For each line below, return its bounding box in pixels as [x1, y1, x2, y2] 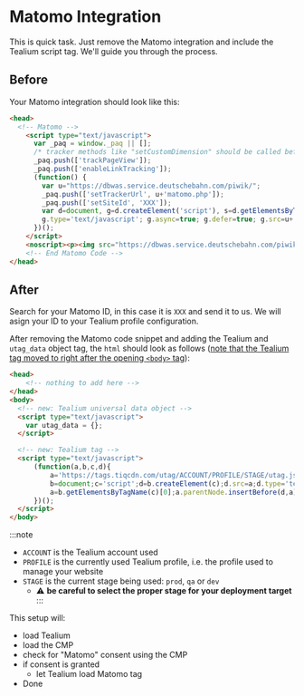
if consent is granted [22, 659, 100, 670]
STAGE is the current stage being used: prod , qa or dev [22, 575, 220, 586]
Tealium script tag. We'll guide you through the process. [9, 45, 219, 56]
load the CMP [22, 640, 74, 651]
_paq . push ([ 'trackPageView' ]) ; [33, 156, 152, 165]
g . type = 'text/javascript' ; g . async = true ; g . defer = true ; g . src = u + [42, 215, 294, 224]
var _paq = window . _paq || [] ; [33, 139, 152, 149]
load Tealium [22, 630, 71, 641]
